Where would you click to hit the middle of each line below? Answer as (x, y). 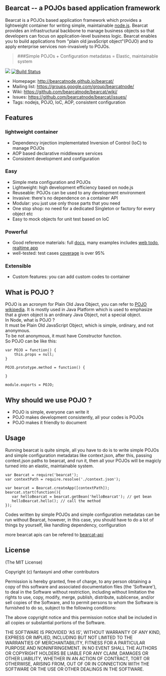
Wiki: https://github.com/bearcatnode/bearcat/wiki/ (65, 92)
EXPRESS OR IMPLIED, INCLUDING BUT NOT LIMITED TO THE (69, 637)
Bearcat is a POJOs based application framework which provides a (73, 20)
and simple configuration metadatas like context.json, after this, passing (79, 455)
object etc (23, 214)
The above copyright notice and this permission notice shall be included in (81, 617)
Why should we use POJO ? (49, 400)
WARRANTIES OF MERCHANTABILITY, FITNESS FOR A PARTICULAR (75, 643)
